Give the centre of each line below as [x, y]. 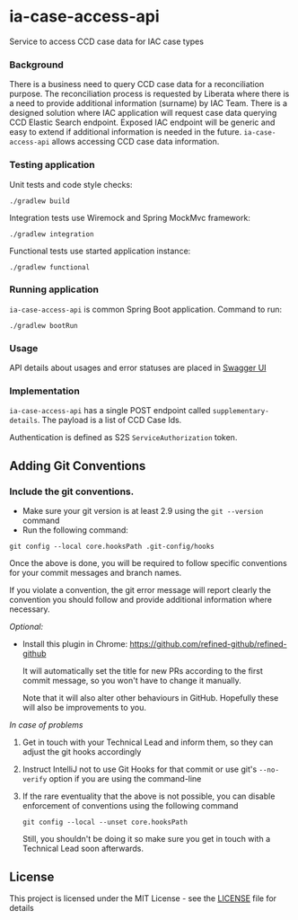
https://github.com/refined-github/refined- [208, 644]
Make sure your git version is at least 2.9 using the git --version [143, 511]
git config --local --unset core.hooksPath [105, 823]
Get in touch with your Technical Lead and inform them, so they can [148, 742]
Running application [54, 289]
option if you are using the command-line [125, 779]
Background [37, 65]
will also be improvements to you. [84, 708]
